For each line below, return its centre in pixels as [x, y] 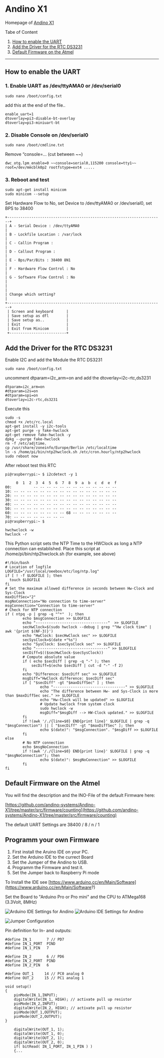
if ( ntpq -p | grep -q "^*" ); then [44, 614]
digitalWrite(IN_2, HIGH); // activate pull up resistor [73, 1008]
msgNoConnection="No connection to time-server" [55, 601]
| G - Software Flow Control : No [40, 278]
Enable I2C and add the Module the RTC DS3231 [54, 360]
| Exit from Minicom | [38, 329]
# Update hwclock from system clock [77, 704]
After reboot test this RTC [31, 466]
